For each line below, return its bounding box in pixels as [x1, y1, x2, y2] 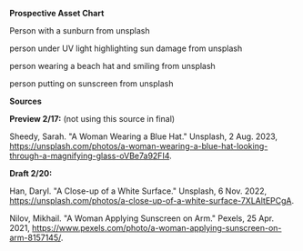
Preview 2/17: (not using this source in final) [9, 114, 176, 124]
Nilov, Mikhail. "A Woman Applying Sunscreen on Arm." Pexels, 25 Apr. [9, 213, 275, 224]
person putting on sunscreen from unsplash [9, 78, 174, 89]
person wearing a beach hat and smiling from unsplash [9, 61, 216, 71]
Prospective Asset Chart [9, 8, 105, 18]
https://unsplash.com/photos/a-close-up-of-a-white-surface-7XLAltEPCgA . [9, 196, 295, 206]
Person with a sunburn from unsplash [9, 25, 150, 35]
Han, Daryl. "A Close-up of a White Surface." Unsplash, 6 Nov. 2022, [9, 186, 267, 196]
